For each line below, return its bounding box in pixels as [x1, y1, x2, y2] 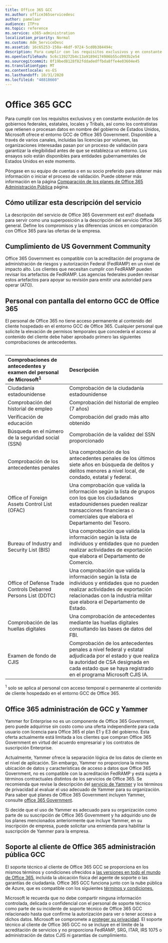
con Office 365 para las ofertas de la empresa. [5, 228, 101, 234]
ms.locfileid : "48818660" [5, 77, 59, 82]
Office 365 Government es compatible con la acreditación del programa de [5, 255, 160, 261]
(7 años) [69, 405, 89, 412]
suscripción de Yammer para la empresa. [5, 828, 90, 834]
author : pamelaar [5, 17, 41, 22]
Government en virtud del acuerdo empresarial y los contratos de [5, 739, 140, 745]
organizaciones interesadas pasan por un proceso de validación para [5, 142, 147, 148]
